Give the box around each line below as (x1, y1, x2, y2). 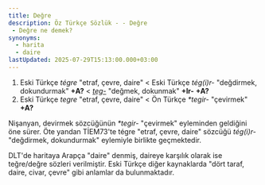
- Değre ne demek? (11, 26, 73, 34)
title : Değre (8, 11, 52, 20)
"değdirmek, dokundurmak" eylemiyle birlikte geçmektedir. (8, 135, 201, 145)
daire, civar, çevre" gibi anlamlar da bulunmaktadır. (8, 168, 175, 177)
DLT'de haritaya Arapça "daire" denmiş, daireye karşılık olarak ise (8, 150, 223, 160)
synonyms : (8, 33, 41, 42)
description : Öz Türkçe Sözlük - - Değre (8, 19, 148, 27)
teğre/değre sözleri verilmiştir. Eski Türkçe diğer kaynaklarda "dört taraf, (8, 159, 245, 168)
